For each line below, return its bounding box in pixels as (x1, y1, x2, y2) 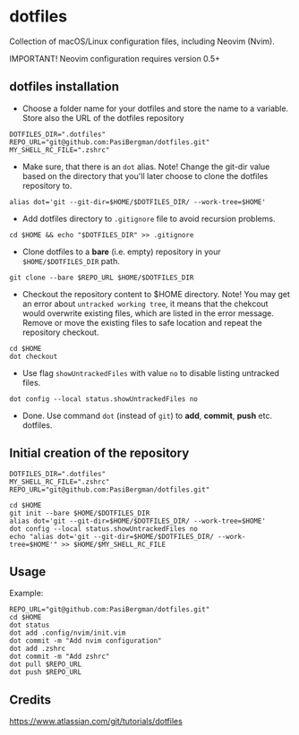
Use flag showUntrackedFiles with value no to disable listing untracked (21, 367, 280, 378)
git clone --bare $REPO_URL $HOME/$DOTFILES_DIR (9, 273, 194, 282)
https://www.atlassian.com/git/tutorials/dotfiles (9, 716, 184, 727)
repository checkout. (21, 327, 99, 338)
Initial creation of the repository (9, 446, 190, 461)
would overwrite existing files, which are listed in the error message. (21, 307, 275, 319)
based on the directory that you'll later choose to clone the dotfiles (21, 170, 269, 181)
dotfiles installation (9, 79, 119, 95)
